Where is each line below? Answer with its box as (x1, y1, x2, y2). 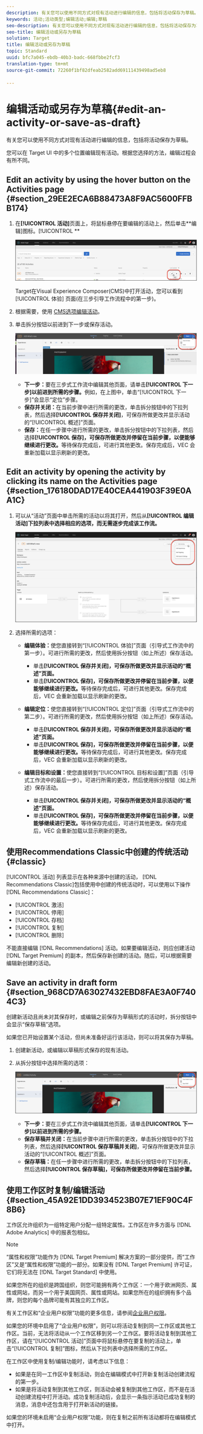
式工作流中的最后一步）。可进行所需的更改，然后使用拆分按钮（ (24, 776, 181, 784)
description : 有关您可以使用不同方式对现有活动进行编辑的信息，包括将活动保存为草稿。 (6, 10, 199, 16)
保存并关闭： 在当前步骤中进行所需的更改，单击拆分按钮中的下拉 (24, 403, 183, 411)
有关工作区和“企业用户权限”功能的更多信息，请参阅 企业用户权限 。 (6, 1309, 170, 1316)
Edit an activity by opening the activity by (6, 467, 166, 477)
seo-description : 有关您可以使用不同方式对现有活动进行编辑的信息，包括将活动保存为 (6, 22, 196, 28)
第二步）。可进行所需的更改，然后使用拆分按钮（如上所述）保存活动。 (24, 713, 196, 720)
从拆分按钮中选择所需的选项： (14, 1059, 89, 1066)
